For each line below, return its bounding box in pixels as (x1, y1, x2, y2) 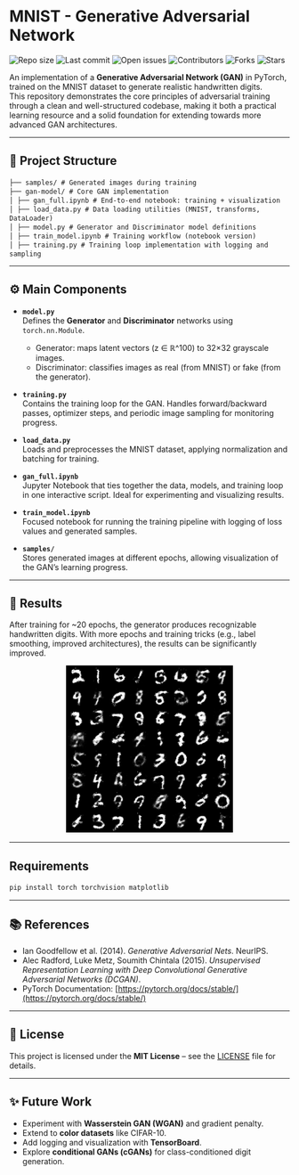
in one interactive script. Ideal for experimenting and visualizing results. (21, 489, 285, 500)
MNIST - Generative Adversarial (9, 6, 251, 27)
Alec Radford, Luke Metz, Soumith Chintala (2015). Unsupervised (21, 955, 261, 966)
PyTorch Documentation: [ (21, 983, 118, 994)
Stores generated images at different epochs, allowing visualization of (21, 552, 279, 563)
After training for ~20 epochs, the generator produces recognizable (9, 619, 257, 630)
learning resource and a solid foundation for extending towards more (9, 110, 262, 120)
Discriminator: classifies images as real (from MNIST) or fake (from (35, 362, 281, 372)
